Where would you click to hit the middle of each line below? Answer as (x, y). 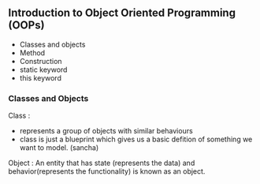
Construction (41, 61)
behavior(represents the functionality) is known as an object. (107, 171)
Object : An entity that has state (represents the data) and (102, 163)
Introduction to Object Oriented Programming (122, 13)
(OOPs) (26, 26)
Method (32, 53)
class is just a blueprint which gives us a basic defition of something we (136, 139)
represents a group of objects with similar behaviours (106, 131)
